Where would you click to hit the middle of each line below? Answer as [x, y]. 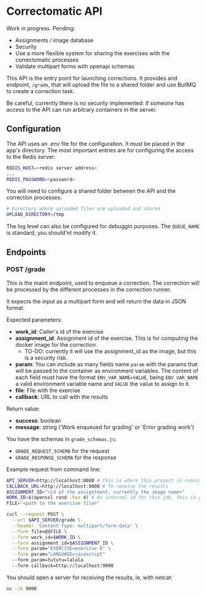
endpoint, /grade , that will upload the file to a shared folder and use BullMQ [101, 85]
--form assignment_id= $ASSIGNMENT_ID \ [63, 543]
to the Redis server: [31, 156]
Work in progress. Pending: [41, 28]
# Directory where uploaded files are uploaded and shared [83, 209]
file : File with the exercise [48, 390]
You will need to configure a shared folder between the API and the [91, 191]
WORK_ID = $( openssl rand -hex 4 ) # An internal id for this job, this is [101, 498]
